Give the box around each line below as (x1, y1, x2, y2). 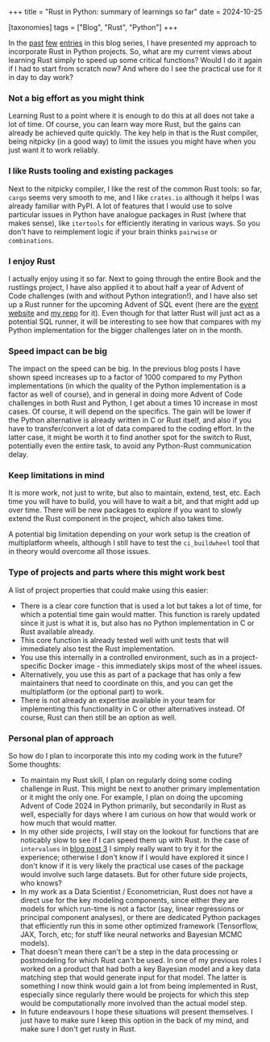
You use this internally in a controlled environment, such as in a (19, 652, 231, 662)
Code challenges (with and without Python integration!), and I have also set (8, 291, 258, 300)
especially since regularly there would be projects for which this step (19, 989, 249, 1000)
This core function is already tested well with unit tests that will (19, 635, 230, 645)
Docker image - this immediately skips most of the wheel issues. (48, 661, 263, 670)
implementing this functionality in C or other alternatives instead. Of (19, 704, 246, 713)
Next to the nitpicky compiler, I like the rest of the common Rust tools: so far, (8, 183, 262, 193)
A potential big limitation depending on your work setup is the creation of (8, 529, 251, 540)
